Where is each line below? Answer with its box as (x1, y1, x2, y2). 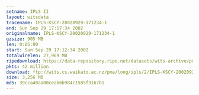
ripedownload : (6, 58, 41, 64)
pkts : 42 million (6, 63, 49, 70)
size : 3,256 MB (6, 74, 44, 80)
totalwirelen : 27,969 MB (6, 53, 68, 58)
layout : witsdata (6, 14, 49, 20)
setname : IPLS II (6, 8, 49, 15)
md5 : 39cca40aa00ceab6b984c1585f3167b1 (6, 80, 105, 86)
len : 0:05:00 (6, 42, 38, 48)
